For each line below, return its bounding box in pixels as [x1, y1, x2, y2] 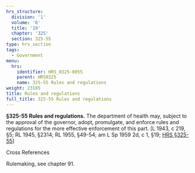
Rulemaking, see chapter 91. [6, 160, 75, 167]
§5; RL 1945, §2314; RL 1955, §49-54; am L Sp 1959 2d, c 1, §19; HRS [6, 131, 173, 138]
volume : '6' [11, 19, 41, 25]
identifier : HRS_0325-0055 [16, 69, 83, 75]
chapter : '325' [11, 31, 49, 36]
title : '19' [11, 25, 41, 31]
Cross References [6, 148, 50, 156]
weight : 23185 [6, 85, 41, 91]
